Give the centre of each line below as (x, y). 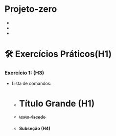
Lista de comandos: (32, 84)
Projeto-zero (31, 9)
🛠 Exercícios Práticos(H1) (58, 54)
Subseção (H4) (35, 128)
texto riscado (32, 117)
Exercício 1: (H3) (24, 73)
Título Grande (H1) (57, 103)
